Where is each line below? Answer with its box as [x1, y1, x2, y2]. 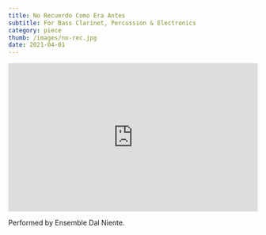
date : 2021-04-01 [8, 41, 66, 49]
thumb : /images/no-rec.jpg [8, 33, 97, 42]
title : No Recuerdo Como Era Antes [8, 11, 126, 20]
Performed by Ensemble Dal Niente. [8, 218, 125, 228]
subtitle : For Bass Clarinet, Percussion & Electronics [8, 19, 196, 27]
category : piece [8, 26, 62, 34]
